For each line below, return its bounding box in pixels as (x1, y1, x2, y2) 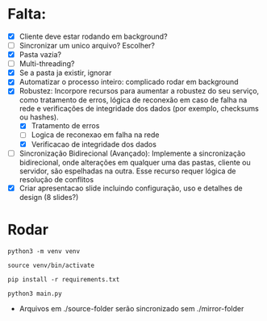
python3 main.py (7, 290, 62, 298)
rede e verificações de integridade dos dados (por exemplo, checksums (19, 104, 259, 114)
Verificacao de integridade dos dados (31, 139, 156, 149)
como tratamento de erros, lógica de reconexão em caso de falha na (19, 95, 248, 105)
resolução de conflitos (19, 174, 94, 184)
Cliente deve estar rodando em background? (19, 31, 168, 41)
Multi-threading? (19, 59, 75, 69)
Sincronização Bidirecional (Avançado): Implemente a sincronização (19, 148, 246, 158)
